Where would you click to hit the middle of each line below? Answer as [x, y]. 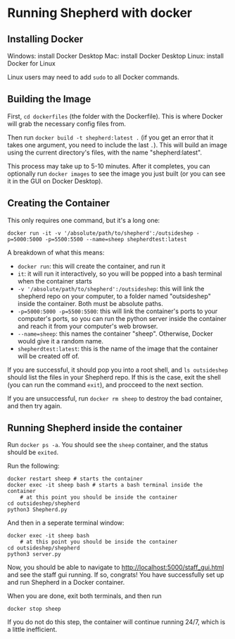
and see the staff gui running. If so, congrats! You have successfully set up [116, 575]
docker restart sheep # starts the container [75, 479]
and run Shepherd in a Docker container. [66, 583]
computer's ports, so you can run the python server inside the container [122, 318]
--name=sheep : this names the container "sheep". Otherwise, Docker [115, 334]
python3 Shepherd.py [38, 510]
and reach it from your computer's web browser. [88, 326]
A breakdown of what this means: [56, 252]
